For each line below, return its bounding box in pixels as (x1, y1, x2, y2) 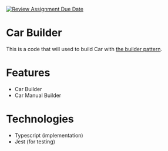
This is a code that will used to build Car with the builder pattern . (6, 45, 163, 52)
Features (6, 66, 51, 79)
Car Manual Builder (14, 92, 62, 99)
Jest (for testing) (14, 138, 56, 145)
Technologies (6, 112, 75, 126)
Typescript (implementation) (14, 132, 83, 139)
